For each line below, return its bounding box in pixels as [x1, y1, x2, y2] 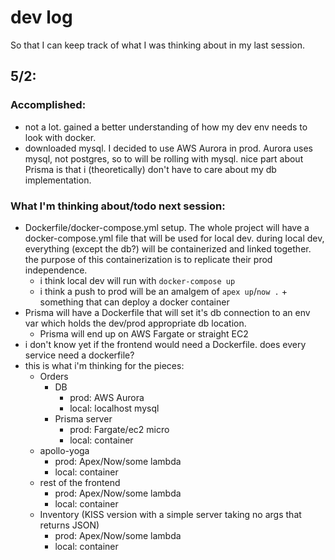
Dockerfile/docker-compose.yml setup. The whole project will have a [24, 221, 310, 233]
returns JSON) [39, 519, 100, 531]
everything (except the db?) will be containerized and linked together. [24, 242, 312, 255]
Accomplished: [10, 98, 87, 112]
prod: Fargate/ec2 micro [69, 423, 170, 435]
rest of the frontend [39, 476, 121, 488]
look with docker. [24, 131, 97, 143]
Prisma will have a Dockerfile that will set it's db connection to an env [24, 306, 311, 318]
